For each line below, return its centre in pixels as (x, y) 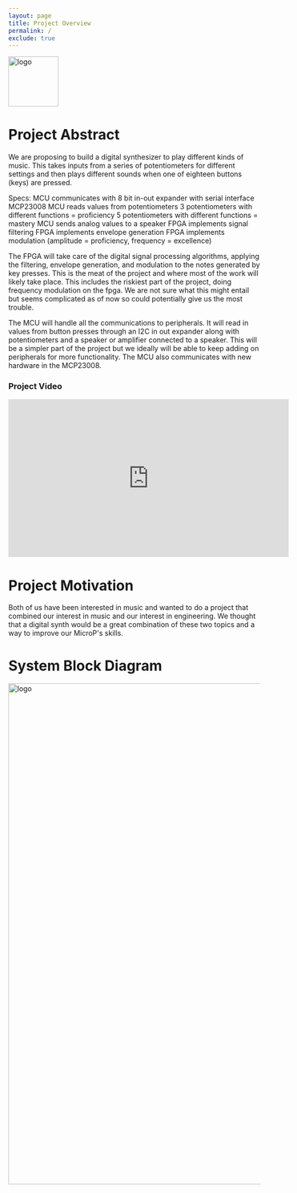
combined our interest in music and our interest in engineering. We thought (132, 616)
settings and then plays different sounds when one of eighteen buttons (125, 174)
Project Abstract (64, 135)
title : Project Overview (50, 23)
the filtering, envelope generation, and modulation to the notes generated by (134, 265)
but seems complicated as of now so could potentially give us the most (125, 299)
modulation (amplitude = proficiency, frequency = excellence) (110, 241)
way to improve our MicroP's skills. (66, 633)
